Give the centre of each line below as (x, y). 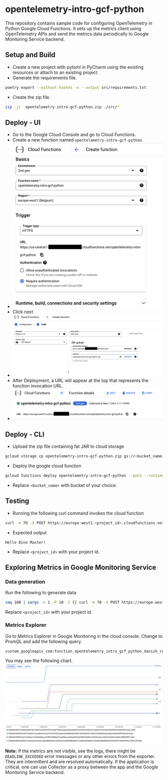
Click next (23, 312)
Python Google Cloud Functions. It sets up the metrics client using (73, 28)
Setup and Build (30, 55)
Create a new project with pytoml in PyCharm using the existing (78, 67)
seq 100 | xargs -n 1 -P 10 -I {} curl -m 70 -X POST (62, 603)
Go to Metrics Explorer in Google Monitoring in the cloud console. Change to (84, 636)
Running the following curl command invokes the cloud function (78, 513)
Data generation (25, 582)
